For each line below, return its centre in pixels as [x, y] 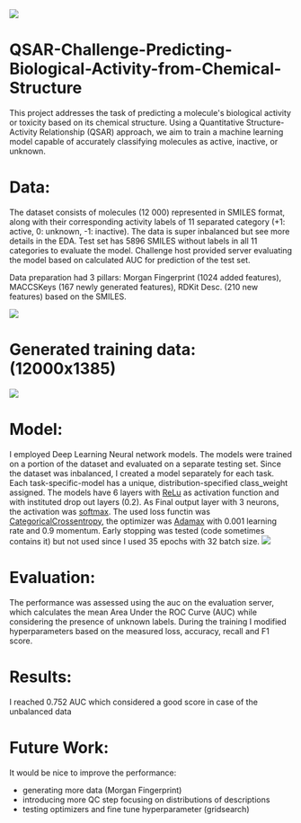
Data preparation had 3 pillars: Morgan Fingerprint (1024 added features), [146, 277]
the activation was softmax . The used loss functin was [110, 511]
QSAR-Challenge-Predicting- [121, 50]
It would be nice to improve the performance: [93, 773]
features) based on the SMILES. [68, 296]
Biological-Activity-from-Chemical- [146, 69]
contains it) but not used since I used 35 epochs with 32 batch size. [135, 541]
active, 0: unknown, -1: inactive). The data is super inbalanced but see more [150, 231]
